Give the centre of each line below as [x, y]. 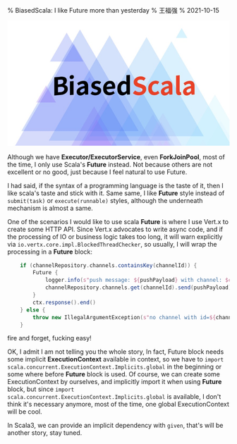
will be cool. [25, 412]
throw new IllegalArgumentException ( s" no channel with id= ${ [124, 317]
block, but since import [41, 389]
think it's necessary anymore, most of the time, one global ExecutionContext [118, 405]
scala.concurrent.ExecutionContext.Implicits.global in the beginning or [115, 367]
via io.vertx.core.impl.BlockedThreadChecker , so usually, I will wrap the [112, 244]
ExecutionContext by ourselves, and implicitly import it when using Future [115, 382]
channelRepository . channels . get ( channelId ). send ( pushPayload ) [138, 288]
